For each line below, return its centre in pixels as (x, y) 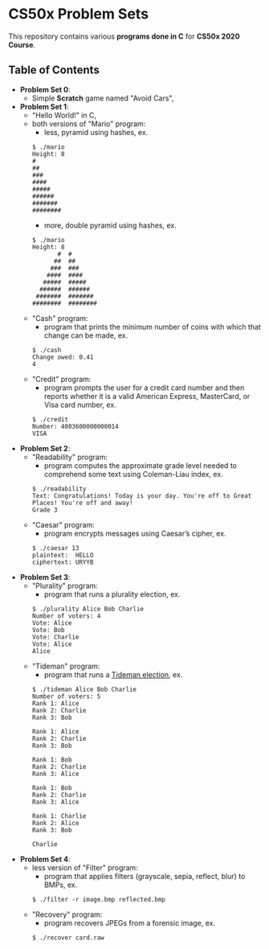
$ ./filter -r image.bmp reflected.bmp (99, 899)
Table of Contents (54, 70)
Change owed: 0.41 (63, 357)
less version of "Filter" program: (85, 867)
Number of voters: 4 (66, 616)
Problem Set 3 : (45, 577)
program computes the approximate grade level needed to (140, 465)
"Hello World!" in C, (64, 115)
